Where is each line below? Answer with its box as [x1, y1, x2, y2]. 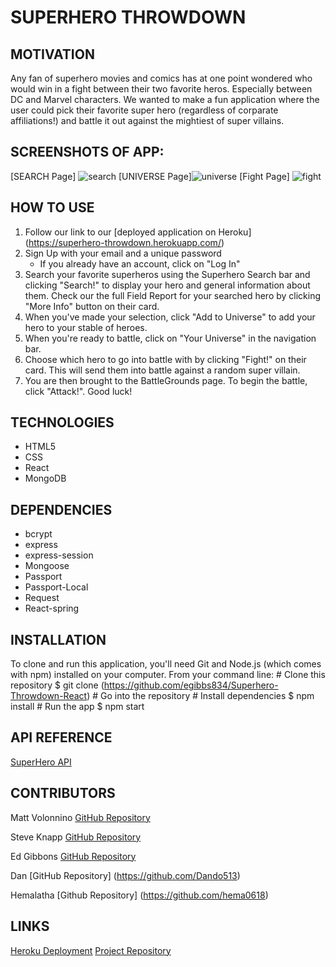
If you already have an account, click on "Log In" [39, 257, 241, 270]
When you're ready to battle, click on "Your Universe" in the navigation [24, 332, 317, 344]
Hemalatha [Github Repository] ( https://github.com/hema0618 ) [10, 889, 269, 901]
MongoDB [24, 472, 67, 485]
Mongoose [24, 560, 70, 572]
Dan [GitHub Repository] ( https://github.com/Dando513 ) [10, 869, 241, 881]
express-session [24, 549, 94, 561]
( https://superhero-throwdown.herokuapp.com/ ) [24, 236, 225, 248]
